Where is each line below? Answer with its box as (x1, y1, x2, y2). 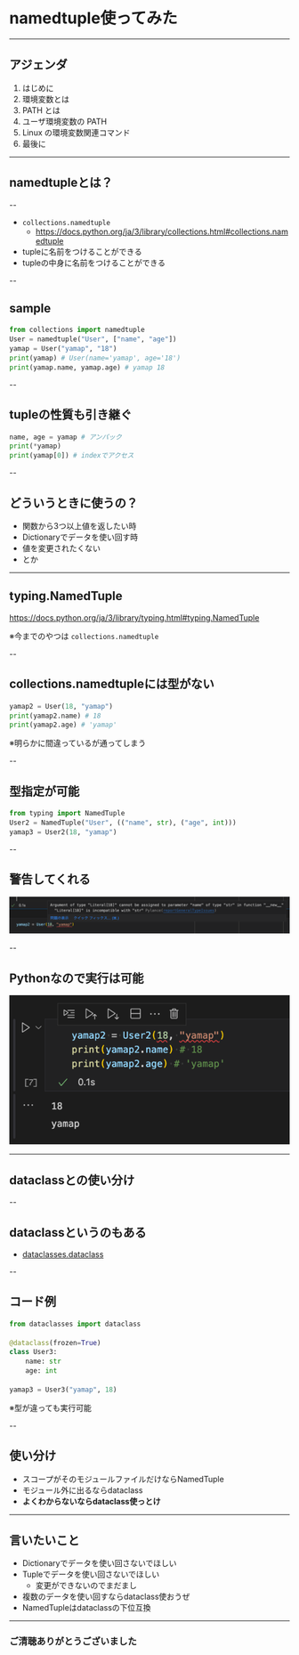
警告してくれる (9, 872, 91, 887)
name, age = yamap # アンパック (9, 433, 123, 442)
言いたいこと (9, 1533, 80, 1547)
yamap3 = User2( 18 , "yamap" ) (9, 827, 117, 837)
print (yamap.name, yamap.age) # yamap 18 (9, 362, 166, 372)
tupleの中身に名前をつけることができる (21, 257, 166, 268)
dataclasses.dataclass (21, 1248, 104, 1260)
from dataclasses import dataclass (9, 1319, 141, 1328)
